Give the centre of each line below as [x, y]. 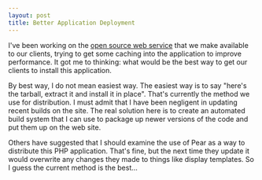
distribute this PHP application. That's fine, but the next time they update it [129, 151]
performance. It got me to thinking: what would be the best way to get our [128, 62]
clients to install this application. [60, 70]
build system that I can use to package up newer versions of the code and [128, 119]
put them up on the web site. [55, 127]
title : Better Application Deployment [72, 23]
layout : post [30, 15]
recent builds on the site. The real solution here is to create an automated [127, 110]
